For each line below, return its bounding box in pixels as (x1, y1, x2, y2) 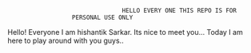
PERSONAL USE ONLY (71, 13, 133, 21)
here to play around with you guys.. (7, 36, 125, 45)
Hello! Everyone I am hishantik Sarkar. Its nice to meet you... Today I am (7, 28, 243, 36)
